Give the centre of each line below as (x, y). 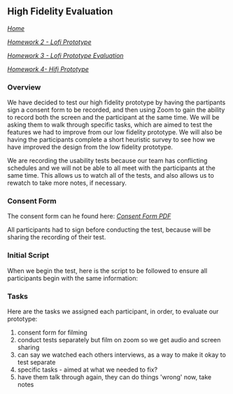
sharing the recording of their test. (57, 237)
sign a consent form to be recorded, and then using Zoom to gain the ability (116, 110)
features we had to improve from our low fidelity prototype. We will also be (115, 132)
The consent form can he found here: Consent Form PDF (89, 216)
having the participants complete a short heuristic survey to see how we (111, 140)
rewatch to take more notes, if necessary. (67, 183)
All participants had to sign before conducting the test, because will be (109, 230)
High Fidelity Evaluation (60, 12)
